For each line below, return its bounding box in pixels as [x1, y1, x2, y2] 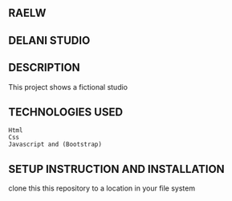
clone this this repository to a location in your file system [8, 183, 195, 193]
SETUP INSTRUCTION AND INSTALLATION [8, 162, 225, 175]
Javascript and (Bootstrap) [8, 140, 103, 149]
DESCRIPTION [8, 61, 80, 74]
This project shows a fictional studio [8, 82, 128, 91]
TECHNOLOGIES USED [8, 105, 123, 119]
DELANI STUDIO [8, 34, 91, 47]
